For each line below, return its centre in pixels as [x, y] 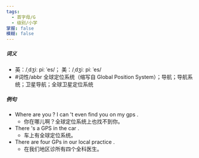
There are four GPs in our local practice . [65, 142]
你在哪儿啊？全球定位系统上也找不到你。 [73, 122]
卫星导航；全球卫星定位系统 [59, 84]
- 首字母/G [24, 17]
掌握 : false [20, 28]
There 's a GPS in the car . [47, 128]
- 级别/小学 [24, 23]
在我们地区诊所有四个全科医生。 [63, 149]
